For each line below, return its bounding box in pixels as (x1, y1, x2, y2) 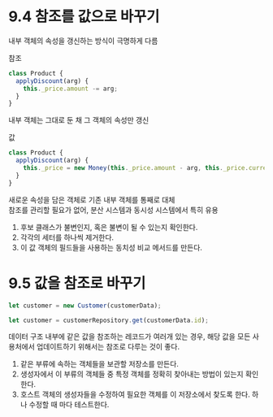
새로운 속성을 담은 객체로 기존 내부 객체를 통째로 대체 (8, 194, 175, 204)
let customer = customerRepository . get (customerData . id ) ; (8, 316, 209, 324)
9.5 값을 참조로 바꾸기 (8, 274, 146, 293)
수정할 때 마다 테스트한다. (28, 400, 110, 410)
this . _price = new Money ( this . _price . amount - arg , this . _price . (23, 164, 249, 172)
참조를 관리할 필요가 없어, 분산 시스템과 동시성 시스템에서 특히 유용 (8, 205, 219, 215)
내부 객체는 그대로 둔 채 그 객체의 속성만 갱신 (8, 115, 149, 125)
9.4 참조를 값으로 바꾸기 (8, 7, 160, 26)
